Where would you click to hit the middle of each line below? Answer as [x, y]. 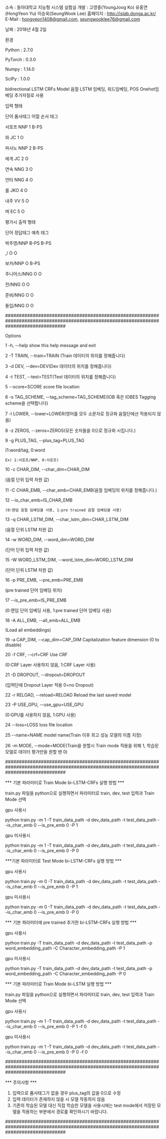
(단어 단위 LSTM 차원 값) [29, 570]
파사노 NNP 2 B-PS [24, 148]
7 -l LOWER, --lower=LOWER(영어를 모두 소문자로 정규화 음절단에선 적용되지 [81, 414]
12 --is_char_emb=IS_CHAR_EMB [39, 500]
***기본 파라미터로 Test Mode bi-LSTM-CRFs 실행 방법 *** [63, 861]
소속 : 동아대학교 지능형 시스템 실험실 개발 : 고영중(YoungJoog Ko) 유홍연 [76, 7]
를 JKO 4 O [17, 190]
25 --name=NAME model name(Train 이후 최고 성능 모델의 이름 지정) [74, 735]
